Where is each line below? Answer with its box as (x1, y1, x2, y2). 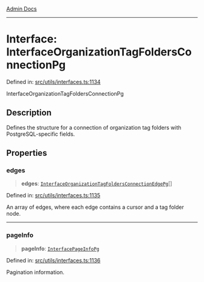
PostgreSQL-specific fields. (6, 130, 75, 138)
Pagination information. (6, 268, 65, 276)
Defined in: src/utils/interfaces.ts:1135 (6, 192, 101, 199)
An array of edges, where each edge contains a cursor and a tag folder (6, 203, 184, 211)
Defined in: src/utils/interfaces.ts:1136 (6, 256, 101, 264)
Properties (6, 148, 47, 158)
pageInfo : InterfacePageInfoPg (21, 245, 100, 252)
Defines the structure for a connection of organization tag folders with (6, 124, 182, 131)
